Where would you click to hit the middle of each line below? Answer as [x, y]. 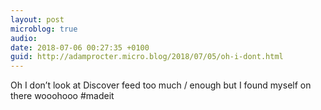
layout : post [37, 19]
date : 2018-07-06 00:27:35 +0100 [80, 47]
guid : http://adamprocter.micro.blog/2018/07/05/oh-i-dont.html [147, 57]
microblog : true [44, 29]
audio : [24, 38]
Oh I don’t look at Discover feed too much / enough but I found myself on [161, 85]
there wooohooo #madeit [62, 96]
